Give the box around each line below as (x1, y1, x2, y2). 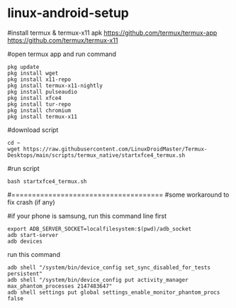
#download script (7, 126, 59, 134)
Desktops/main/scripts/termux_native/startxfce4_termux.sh (7, 151, 186, 159)
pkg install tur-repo (7, 101, 72, 108)
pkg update (7, 63, 40, 70)
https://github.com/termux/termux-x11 (7, 35, 118, 44)
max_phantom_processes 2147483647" (7, 282, 113, 290)
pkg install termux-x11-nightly (7, 82, 103, 89)
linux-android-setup (7, 5, 130, 21)
